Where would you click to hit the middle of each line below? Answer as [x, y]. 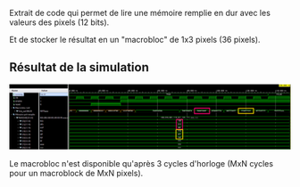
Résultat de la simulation [79, 67]
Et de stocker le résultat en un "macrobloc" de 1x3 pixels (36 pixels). [135, 40]
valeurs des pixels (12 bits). [59, 22]
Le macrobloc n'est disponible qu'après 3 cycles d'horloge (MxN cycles [142, 164]
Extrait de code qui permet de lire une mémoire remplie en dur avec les [140, 13]
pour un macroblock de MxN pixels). [76, 174]
